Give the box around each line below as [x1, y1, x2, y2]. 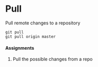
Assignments [5, 45, 35, 51]
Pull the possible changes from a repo [12, 56, 93, 62]
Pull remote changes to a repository [5, 20, 81, 26]
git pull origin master [5, 34, 56, 39]
